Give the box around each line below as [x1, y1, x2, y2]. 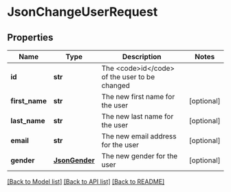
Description [122, 52, 162, 61]
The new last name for [101, 111, 174, 121]
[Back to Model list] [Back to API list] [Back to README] [7, 178, 165, 186]
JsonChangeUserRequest [7, 4, 158, 20]
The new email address [101, 131, 177, 141]
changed [101, 81, 131, 90]
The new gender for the [101, 151, 178, 160]
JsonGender [53, 156, 95, 165]
